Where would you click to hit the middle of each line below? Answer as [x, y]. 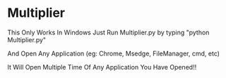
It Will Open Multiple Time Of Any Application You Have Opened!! [102, 67]
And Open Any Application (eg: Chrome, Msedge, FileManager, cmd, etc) [114, 53]
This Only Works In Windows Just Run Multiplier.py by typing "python [108, 32]
